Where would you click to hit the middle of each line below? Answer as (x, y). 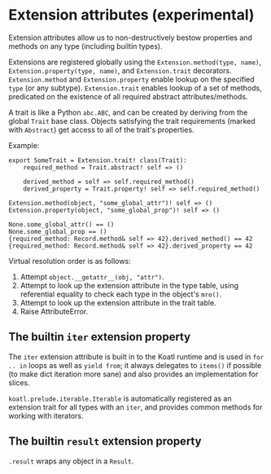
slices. (19, 382)
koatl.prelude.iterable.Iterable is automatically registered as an (120, 398)
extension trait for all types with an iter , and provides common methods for (135, 407)
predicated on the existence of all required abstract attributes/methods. (128, 96)
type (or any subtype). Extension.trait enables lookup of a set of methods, (135, 88)
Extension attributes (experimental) (131, 15)
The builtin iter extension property (100, 337)
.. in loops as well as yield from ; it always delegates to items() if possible (135, 365)
